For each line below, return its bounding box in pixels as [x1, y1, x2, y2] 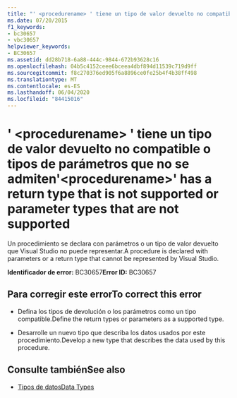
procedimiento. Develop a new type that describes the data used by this [17, 336, 226, 344]
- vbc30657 [7, 37, 39, 44]
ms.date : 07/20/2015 [7, 17, 68, 24]
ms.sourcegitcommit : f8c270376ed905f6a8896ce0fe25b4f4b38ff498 [7, 69, 197, 76]
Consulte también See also [7, 364, 126, 376]
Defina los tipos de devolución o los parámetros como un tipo [17, 307, 197, 315]
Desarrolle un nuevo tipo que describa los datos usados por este [17, 328, 206, 337]
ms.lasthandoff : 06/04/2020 [7, 89, 90, 96]
